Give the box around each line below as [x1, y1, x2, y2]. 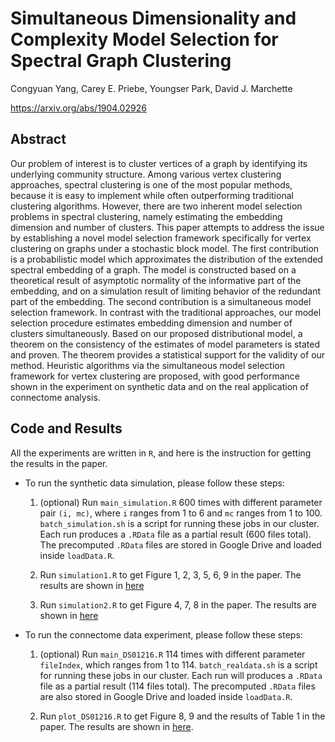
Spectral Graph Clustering [10, 50, 232, 72]
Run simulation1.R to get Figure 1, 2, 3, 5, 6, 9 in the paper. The [39, 568, 302, 581]
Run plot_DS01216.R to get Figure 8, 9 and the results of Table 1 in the [39, 710, 326, 722]
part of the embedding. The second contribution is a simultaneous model [10, 295, 312, 307]
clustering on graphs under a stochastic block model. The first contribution [10, 242, 320, 254]
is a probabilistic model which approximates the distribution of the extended [10, 253, 323, 265]
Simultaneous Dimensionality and [10, 7, 297, 30]
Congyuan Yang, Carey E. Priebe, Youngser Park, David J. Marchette [10, 82, 293, 94]
